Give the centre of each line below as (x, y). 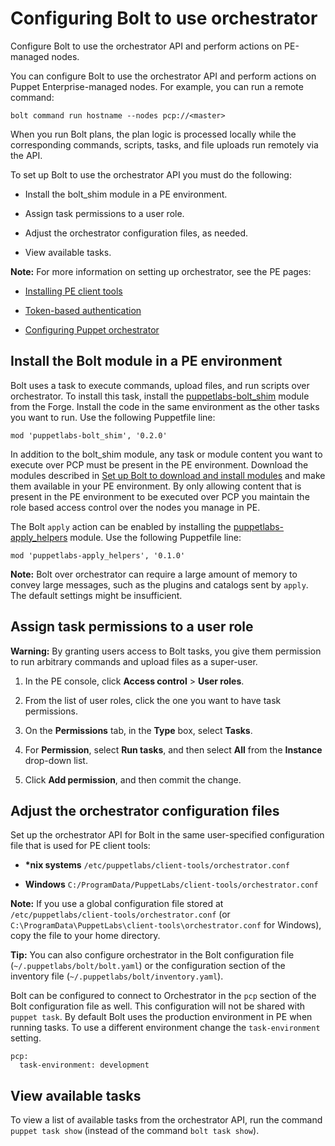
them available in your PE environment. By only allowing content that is (156, 486)
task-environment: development (84, 1065)
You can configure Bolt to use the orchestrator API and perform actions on (163, 76)
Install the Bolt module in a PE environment (146, 361)
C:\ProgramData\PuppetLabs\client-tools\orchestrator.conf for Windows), (166, 925)
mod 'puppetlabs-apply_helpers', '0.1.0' (98, 555)
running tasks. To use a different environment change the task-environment (165, 1028)
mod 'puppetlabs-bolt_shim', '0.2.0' (89, 435)
